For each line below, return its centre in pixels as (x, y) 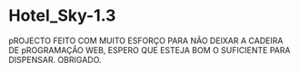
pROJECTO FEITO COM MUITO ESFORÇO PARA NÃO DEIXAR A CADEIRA (146, 40)
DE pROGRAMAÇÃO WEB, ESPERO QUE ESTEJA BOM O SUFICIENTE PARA (150, 49)
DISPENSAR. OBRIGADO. (55, 59)
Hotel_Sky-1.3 (62, 16)
